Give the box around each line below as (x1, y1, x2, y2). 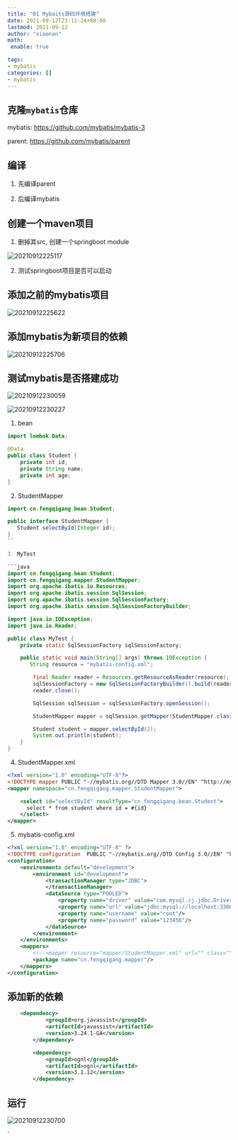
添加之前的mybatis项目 (7, 289, 110, 301)
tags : (7, 56, 23, 64)
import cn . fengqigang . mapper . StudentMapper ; (7, 576, 141, 584)
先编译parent (17, 179, 56, 188)
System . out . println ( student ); (33, 732, 122, 739)
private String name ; (20, 465, 84, 472)
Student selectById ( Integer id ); (16, 524, 115, 532)
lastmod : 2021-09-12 (7, 23, 69, 31)
